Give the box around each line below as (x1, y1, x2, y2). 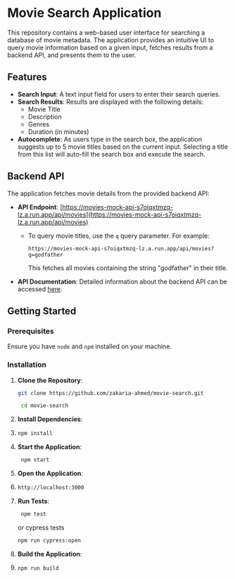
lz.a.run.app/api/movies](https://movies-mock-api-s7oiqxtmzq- (17, 210, 202, 219)
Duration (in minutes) (27, 127, 89, 135)
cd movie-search (20, 402, 69, 410)
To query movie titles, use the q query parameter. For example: (27, 231, 210, 240)
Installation (7, 360, 47, 370)
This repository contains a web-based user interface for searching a (7, 28, 205, 37)
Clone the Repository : (17, 376, 83, 384)
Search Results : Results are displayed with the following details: (17, 97, 204, 106)
